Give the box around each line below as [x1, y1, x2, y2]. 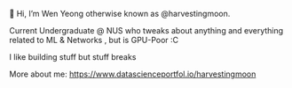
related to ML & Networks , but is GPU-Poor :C [9, 35, 179, 45]
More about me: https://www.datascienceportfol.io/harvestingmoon [9, 69, 256, 79]
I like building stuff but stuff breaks [9, 52, 137, 62]
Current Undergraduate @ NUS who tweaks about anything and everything [9, 26, 284, 35]
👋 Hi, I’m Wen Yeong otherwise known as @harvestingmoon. [9, 9, 231, 18]
